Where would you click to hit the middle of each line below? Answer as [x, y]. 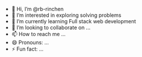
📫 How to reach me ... [38, 34]
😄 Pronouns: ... [30, 42]
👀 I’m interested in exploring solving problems [66, 15]
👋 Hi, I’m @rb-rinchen [38, 9]
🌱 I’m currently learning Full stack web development [74, 21]
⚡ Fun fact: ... [27, 49]
